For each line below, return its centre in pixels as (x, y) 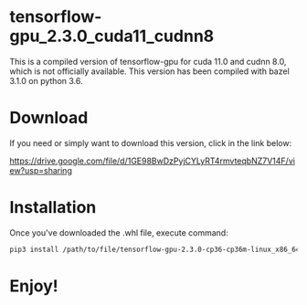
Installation (53, 208)
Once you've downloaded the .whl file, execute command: (119, 232)
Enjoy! (34, 286)
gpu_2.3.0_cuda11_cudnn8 (112, 36)
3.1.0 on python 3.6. (46, 80)
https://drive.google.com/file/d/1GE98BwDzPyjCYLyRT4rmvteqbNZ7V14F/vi (152, 161)
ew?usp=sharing (41, 170)
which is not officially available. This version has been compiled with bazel (149, 71)
